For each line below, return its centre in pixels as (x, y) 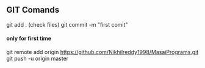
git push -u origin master (38, 59)
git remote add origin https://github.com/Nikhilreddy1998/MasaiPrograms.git (103, 52)
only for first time (29, 38)
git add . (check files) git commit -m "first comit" (67, 24)
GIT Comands (33, 10)
